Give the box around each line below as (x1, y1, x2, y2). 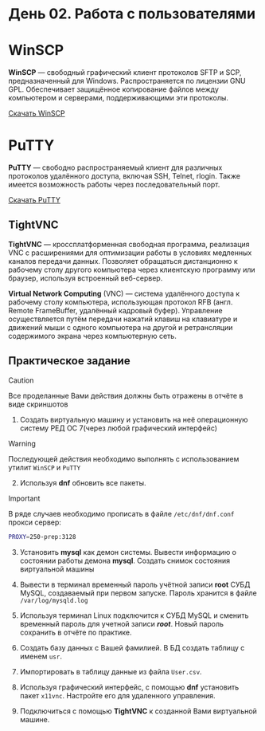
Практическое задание (8, 354, 131, 367)
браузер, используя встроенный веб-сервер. (8, 273, 163, 283)
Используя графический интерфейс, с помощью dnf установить (19, 682, 240, 692)
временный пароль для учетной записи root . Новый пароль (19, 619, 224, 628)
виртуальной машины (19, 564, 95, 574)
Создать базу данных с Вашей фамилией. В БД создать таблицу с (19, 643, 245, 652)
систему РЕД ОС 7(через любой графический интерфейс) (19, 423, 217, 433)
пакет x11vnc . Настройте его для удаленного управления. (19, 690, 216, 700)
